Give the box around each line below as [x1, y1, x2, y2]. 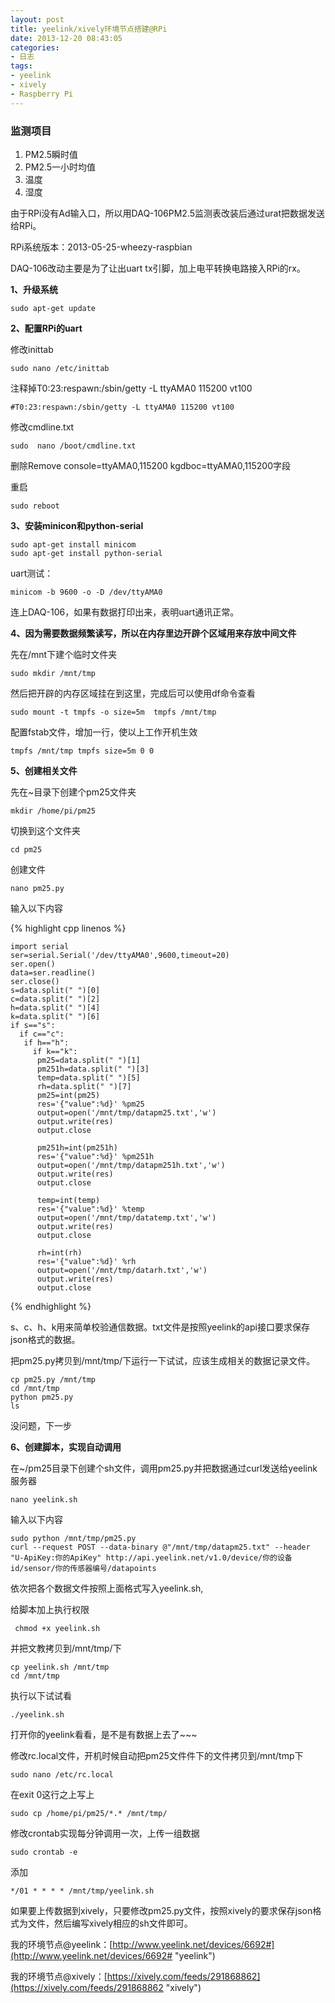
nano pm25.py [10, 883, 65, 893]
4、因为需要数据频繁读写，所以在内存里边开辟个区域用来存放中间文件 [10, 627, 297, 639]
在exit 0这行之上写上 [10, 1788, 95, 1800]
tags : [10, 61, 33, 71]
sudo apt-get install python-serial [10, 548, 163, 558]
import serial [10, 941, 70, 951]
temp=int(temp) [36, 1195, 101, 1205]
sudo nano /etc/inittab [10, 363, 110, 373]
